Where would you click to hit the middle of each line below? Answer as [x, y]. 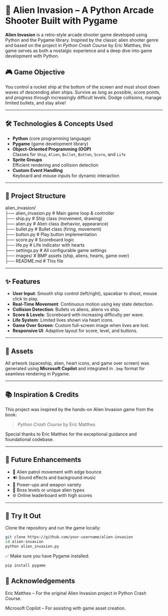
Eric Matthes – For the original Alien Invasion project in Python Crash [76, 593]
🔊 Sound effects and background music [54, 477]
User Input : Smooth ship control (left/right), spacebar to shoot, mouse [85, 293]
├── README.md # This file [34, 261]
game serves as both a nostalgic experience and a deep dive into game [79, 50]
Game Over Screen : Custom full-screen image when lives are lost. [81, 325]
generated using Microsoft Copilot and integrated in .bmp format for [75, 368]
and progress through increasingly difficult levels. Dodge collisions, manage [83, 97]
